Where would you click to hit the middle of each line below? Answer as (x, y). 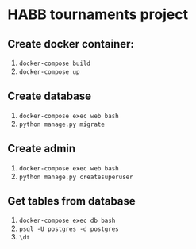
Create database (50, 96)
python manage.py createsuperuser (76, 177)
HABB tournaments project (98, 15)
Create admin (42, 149)
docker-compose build (54, 63)
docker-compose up (49, 72)
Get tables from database (71, 201)
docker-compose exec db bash (67, 221)
